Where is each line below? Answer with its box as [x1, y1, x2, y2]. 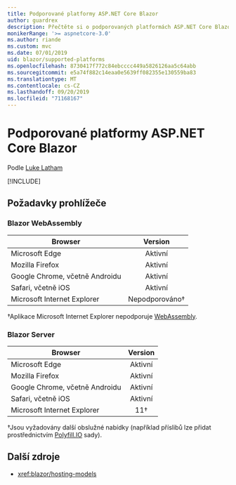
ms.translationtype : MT [7, 75, 77, 83]
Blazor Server [7, 329, 55, 339]
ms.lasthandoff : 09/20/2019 [7, 88, 90, 95]
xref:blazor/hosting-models [17, 470, 97, 478]
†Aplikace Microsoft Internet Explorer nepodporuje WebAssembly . [7, 312, 198, 320]
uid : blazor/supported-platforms [7, 56, 105, 63]
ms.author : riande [7, 36, 61, 44]
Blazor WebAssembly [7, 218, 82, 228]
